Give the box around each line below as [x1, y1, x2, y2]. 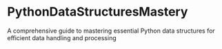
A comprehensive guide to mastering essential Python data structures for [7, 27, 215, 35]
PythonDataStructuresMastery [7, 4, 188, 20]
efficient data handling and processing [7, 33, 117, 42]
